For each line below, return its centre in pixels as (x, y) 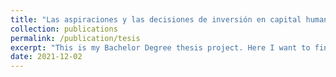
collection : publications (64, 29)
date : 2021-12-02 (46, 57)
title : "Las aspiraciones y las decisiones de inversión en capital (156, 19)
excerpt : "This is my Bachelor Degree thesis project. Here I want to (160, 47)
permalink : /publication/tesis (75, 38)
